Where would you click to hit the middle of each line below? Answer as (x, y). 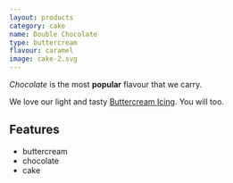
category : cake (37, 26)
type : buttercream (43, 42)
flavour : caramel (42, 51)
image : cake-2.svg (43, 59)
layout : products (42, 17)
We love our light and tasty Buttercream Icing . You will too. (117, 102)
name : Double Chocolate (54, 34)
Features (34, 130)
